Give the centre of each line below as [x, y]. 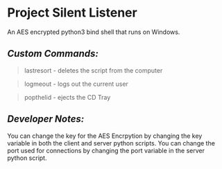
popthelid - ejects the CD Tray [67, 97]
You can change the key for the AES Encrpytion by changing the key [105, 136]
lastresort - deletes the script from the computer [93, 70]
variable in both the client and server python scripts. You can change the [111, 143]
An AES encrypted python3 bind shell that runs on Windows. [94, 32]
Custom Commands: [53, 54]
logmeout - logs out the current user [76, 84]
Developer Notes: [46, 119]
